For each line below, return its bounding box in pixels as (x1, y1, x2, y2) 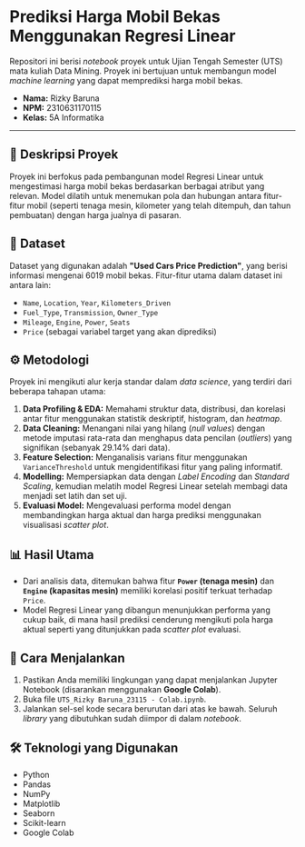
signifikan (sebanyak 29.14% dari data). (22, 443, 171, 453)
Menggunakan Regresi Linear (9, 25, 236, 46)
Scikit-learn (22, 817, 66, 828)
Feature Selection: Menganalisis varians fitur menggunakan (22, 452, 248, 463)
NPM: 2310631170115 (22, 102, 102, 113)
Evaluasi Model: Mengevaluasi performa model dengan (22, 500, 231, 511)
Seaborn (22, 807, 55, 819)
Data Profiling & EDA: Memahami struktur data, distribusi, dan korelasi (22, 404, 286, 414)
